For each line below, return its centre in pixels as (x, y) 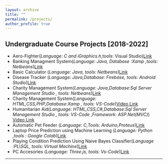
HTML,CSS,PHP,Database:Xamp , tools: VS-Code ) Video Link (75, 104)
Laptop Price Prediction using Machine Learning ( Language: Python (82, 130)
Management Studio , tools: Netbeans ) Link (57, 93)
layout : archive (22, 10)
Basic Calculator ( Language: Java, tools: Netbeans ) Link (70, 72)
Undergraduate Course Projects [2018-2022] (77, 44)
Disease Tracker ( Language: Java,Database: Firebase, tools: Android (84, 77)
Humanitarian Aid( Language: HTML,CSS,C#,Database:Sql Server (79, 109)
